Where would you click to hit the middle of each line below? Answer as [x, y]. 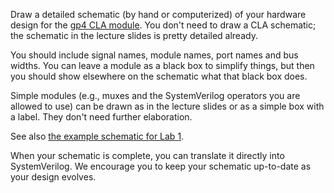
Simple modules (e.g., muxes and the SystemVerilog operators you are [155, 95]
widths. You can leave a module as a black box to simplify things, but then [162, 65]
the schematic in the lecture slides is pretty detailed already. [134, 35]
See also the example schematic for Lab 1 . [97, 136]
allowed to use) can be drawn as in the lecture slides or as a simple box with [167, 106]
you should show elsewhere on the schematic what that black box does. [159, 76]
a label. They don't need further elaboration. [101, 117]
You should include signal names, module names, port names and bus [154, 55]
